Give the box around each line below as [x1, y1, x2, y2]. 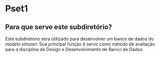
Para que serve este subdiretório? [5, 23, 112, 31]
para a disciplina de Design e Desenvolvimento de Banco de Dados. [5, 47, 144, 52]
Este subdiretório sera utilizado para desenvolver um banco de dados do [5, 36, 154, 42]
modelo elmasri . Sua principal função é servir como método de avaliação [5, 41, 155, 47]
